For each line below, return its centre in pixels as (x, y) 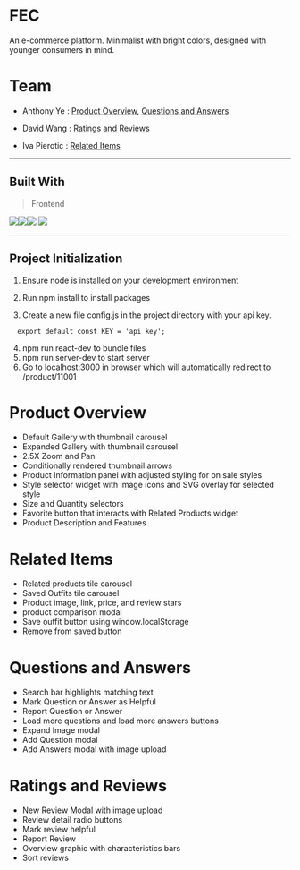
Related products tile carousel (77, 584)
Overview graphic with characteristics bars (101, 849)
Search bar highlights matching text (87, 692)
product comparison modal (72, 612)
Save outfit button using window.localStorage (105, 622)
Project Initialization (66, 259)
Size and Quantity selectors (73, 504)
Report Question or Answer (72, 712)
